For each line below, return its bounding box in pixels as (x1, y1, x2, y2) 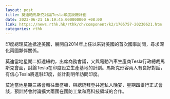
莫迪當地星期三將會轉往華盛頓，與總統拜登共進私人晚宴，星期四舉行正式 (5, 82, 158, 88)
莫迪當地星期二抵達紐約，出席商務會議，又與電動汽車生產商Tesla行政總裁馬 (5, 58, 165, 64)
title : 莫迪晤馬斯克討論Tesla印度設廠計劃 (5, 12, 87, 17)
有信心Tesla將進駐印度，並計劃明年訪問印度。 (5, 71, 102, 77)
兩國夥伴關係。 (9, 47, 42, 54)
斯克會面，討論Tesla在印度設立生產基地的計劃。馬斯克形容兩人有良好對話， (5, 65, 165, 71)
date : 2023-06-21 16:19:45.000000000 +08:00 (5, 17, 102, 22)
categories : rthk (5, 27, 43, 32)
